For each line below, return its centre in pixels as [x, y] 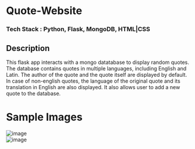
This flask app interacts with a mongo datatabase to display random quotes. [97, 62]
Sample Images [45, 117]
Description [28, 48]
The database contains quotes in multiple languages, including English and [96, 68]
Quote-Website [44, 11]
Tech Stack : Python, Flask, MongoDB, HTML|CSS [78, 29]
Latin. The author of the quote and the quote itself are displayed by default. [97, 74]
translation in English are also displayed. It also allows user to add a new [93, 87]
